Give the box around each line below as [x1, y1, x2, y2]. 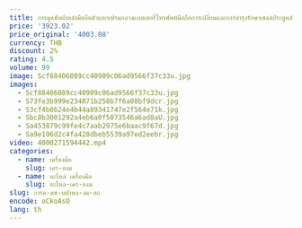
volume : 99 [9, 64, 50, 73]
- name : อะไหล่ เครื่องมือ [17, 171, 93, 180]
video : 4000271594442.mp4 [9, 138, 106, 147]
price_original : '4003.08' [9, 30, 111, 39]
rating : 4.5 [9, 55, 54, 64]
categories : [9, 146, 54, 155]
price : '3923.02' [9, 22, 75, 31]
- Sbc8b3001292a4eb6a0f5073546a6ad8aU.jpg [17, 113, 179, 122]
